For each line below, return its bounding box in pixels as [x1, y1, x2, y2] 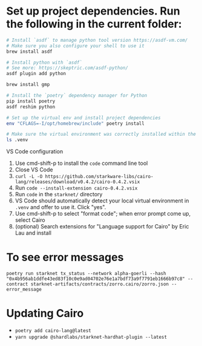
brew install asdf [6, 48, 53, 55]
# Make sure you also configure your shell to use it [6, 42, 145, 49]
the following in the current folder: [6, 17, 183, 31]
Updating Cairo [6, 307, 84, 321]
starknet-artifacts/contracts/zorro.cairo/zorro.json [30, 281, 169, 287]
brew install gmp [6, 82, 50, 88]
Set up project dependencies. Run [6, 4, 180, 18]
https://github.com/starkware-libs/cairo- [45, 174, 154, 180]
